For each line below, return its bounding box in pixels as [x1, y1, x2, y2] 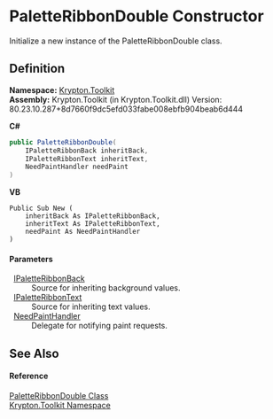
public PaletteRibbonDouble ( [9, 137, 117, 147]
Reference [9, 370, 49, 382]
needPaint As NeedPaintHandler [25, 228, 141, 237]
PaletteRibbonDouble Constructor [9, 6, 264, 27]
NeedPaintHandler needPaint [25, 162, 129, 172]
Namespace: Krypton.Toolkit [9, 84, 115, 95]
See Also [9, 345, 59, 361]
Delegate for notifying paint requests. [31, 321, 168, 331]
